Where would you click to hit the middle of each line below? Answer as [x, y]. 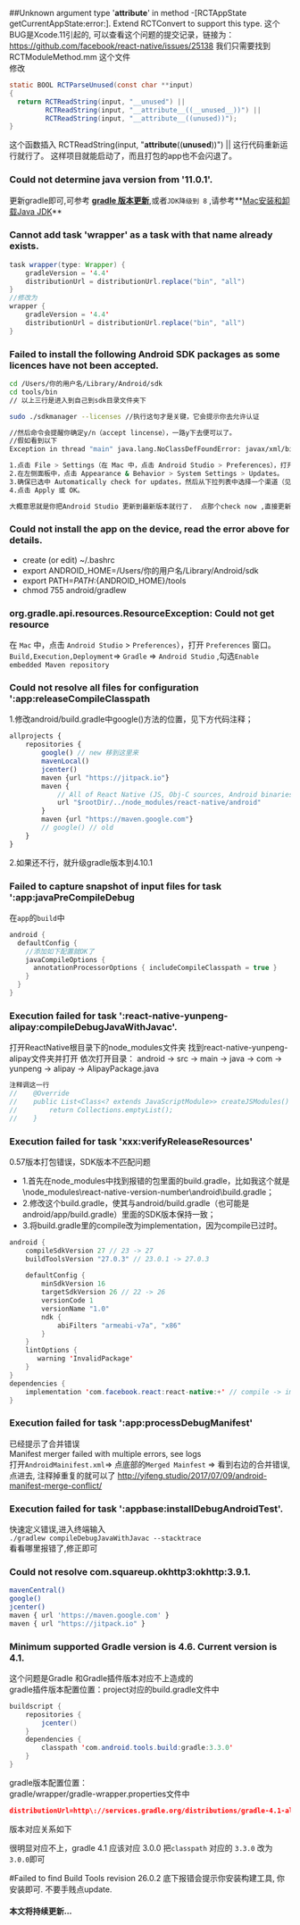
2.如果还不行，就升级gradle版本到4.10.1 [81, 862]
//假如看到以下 [33, 441]
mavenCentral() [37, 1590]
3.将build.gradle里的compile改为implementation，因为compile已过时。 [152, 1225]
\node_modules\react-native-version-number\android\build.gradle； [148, 1192]
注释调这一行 [29, 1085]
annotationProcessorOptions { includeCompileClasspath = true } [155, 968]
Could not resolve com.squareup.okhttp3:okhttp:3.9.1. [130, 1571]
